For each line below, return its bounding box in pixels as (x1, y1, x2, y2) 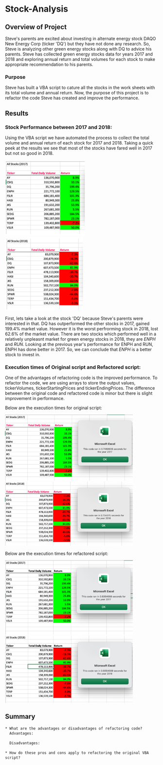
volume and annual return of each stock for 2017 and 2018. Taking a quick (5, 140, 153, 146)
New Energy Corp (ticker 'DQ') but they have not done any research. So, (5, 41, 150, 47)
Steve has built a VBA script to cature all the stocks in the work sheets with (5, 85, 155, 91)
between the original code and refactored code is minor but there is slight (5, 390, 153, 396)
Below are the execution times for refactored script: (5, 550, 109, 556)
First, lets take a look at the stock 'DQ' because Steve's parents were (5, 315, 144, 321)
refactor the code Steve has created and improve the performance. (5, 95, 140, 101)
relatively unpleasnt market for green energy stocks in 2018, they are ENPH (5, 336, 156, 342)
